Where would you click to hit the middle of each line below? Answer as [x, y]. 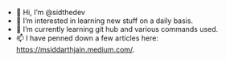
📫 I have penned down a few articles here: [87, 38]
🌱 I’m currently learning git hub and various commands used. [117, 29]
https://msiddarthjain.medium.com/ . [75, 49]
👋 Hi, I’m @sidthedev [51, 12]
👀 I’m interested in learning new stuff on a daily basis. [105, 21]
